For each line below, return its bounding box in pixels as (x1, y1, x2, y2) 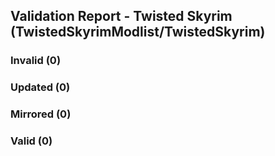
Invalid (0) (10, 54, 62, 68)
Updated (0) (10, 80, 71, 94)
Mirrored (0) (10, 107, 72, 121)
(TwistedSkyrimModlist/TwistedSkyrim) (10, 24, 266, 41)
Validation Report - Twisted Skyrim (10, 8, 233, 25)
